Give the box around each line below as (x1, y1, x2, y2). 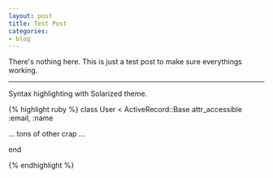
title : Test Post (8, 20, 67, 28)
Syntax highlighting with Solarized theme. (8, 89, 148, 98)
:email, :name (8, 113, 54, 123)
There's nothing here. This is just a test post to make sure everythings (8, 57, 242, 67)
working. (8, 66, 38, 76)
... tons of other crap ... (8, 129, 85, 139)
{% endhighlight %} (8, 160, 75, 171)
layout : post (8, 11, 53, 20)
